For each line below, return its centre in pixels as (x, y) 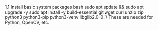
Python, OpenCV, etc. (27, 22)
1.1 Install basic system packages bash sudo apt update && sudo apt (74, 7)
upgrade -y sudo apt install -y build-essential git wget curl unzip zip (74, 12)
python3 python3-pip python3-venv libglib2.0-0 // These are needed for (79, 17)
